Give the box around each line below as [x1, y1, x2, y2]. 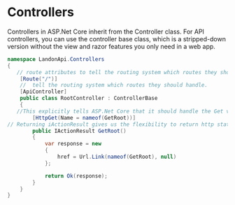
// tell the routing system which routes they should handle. [20, 82, 208, 89]
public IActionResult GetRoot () [32, 127, 127, 134]
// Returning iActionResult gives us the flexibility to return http [7, 120, 215, 128]
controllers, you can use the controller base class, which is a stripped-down [7, 34, 226, 43]
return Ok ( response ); [44, 172, 108, 179]
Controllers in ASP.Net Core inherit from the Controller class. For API [7, 27, 205, 36]
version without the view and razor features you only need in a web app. [7, 42, 215, 50]
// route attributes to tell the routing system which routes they [16, 69, 218, 76]
